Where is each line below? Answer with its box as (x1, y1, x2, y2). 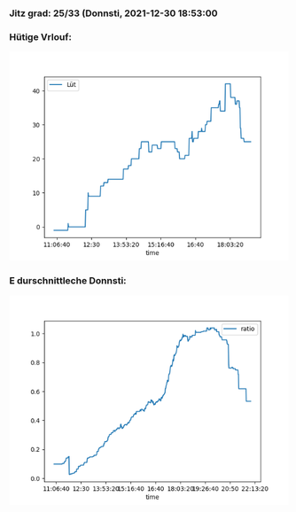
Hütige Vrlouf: (9, 30, 73, 43)
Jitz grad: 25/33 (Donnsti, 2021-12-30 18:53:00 (9, 7, 218, 19)
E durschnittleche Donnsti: (9, 275, 127, 287)
